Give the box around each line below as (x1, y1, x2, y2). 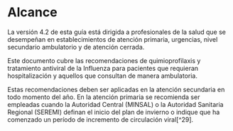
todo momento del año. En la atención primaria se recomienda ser (7, 93, 200, 101)
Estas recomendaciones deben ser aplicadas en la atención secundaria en (7, 85, 225, 93)
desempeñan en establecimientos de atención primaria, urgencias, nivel (7, 35, 218, 43)
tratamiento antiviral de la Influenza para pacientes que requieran (7, 64, 199, 72)
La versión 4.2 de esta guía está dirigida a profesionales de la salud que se (7, 28, 226, 36)
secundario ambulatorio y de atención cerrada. (7, 42, 145, 51)
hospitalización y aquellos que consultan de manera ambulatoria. (7, 72, 197, 80)
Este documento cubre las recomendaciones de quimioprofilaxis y (7, 56, 201, 64)
